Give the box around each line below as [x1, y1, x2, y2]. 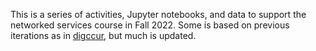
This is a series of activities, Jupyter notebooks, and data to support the [10, 9, 307, 20]
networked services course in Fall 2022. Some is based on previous [10, 19, 290, 31]
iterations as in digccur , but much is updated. [10, 30, 197, 41]
